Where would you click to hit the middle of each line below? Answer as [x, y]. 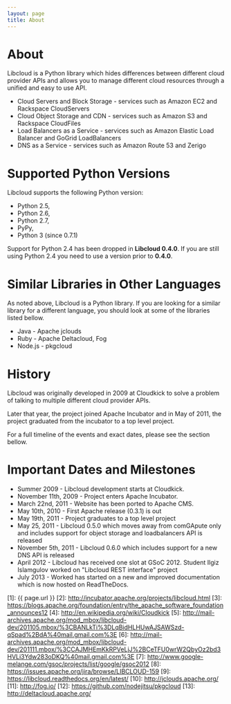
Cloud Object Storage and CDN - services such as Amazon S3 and [112, 116]
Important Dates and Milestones [101, 470]
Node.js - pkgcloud [45, 346]
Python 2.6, [34, 213]
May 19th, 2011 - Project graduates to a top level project [96, 519]
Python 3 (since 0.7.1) [47, 235]
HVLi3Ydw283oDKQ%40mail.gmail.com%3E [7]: [77, 657]
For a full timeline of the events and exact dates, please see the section [109, 435]
